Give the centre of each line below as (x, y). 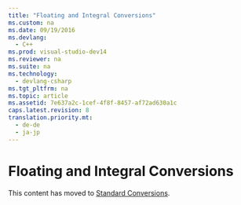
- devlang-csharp (44, 81)
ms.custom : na (31, 23)
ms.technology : (33, 74)
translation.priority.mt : (50, 118)
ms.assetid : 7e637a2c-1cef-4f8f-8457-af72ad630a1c (93, 103)
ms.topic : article (38, 96)
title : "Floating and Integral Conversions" (82, 15)
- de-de (28, 125)
